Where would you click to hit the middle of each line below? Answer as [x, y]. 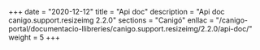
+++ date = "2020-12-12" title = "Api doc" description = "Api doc [117, 12]
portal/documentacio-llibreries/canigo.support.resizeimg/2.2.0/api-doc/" [130, 29]
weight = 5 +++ [35, 37]
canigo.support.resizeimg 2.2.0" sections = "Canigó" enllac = [111, 20]
